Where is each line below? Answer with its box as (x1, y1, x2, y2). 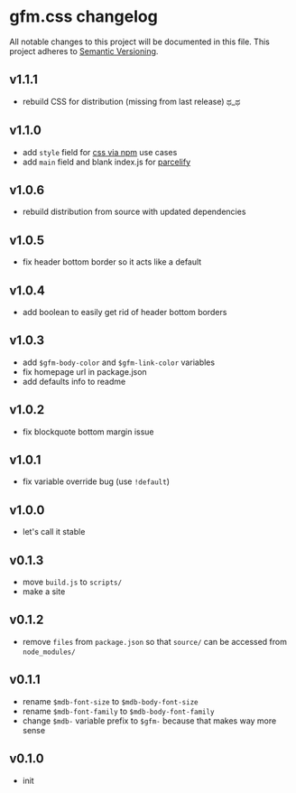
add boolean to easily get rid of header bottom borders (22, 307, 227, 317)
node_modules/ (22, 648, 76, 657)
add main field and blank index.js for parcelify (22, 156, 191, 167)
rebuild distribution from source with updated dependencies (22, 206, 246, 218)
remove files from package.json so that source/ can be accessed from (22, 636, 287, 647)
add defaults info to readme (22, 376, 126, 387)
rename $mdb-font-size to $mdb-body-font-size (22, 695, 199, 706)
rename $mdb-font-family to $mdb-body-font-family (22, 705, 215, 716)
